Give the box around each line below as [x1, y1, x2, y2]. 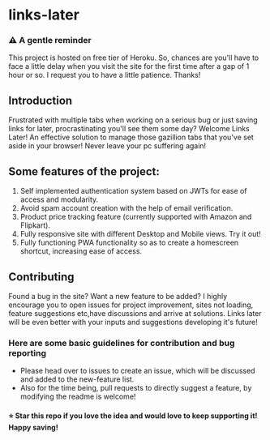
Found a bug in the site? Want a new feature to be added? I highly [8, 291, 228, 301]
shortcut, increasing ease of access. [19, 246, 143, 256]
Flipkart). [19, 220, 51, 230]
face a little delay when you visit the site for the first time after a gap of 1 [8, 62, 250, 71]
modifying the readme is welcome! [19, 391, 136, 402]
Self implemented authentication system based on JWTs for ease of [19, 186, 247, 196]
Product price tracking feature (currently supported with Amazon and [19, 212, 252, 222]
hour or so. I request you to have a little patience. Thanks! [8, 70, 201, 80]
